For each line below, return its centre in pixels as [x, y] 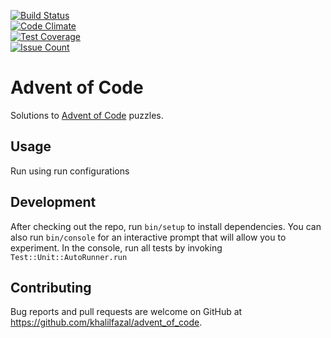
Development [53, 202]
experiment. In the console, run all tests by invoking [116, 247]
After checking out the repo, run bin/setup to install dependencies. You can [166, 226]
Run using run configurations [70, 171]
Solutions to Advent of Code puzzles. [87, 115]
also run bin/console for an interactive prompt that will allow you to [148, 237]
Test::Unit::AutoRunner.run [69, 257]
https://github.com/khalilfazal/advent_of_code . [106, 322]
